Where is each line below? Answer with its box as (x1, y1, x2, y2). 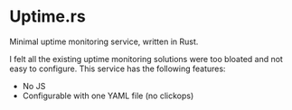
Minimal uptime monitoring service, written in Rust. (9, 36, 199, 47)
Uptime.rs (9, 6, 86, 27)
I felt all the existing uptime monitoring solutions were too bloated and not (9, 53, 283, 64)
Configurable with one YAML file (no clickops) (22, 90, 194, 101)
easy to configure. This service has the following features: (9, 63, 226, 74)
